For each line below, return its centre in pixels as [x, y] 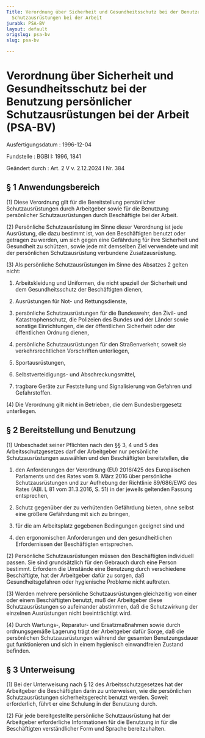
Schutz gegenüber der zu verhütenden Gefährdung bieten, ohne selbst [104, 507]
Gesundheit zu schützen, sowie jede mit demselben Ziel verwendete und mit [102, 246]
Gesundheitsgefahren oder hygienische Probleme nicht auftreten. [88, 582]
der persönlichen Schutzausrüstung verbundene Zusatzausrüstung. [92, 253]
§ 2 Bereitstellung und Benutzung [71, 430]
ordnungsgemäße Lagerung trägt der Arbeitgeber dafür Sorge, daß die [95, 631]
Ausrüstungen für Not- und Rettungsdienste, [71, 301]
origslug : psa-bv [28, 35]
